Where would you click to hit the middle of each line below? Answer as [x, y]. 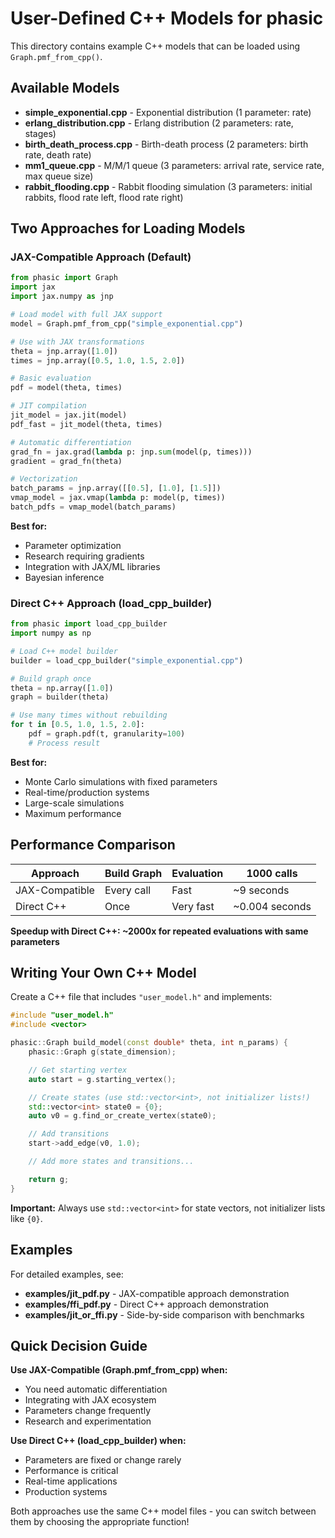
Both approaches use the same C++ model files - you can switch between [163, 1511]
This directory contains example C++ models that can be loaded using [155, 46]
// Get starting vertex [78, 1070]
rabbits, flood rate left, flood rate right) [104, 197]
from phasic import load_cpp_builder [89, 624]
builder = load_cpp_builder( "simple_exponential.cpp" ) [127, 660]
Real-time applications [71, 1481]
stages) [40, 133]
